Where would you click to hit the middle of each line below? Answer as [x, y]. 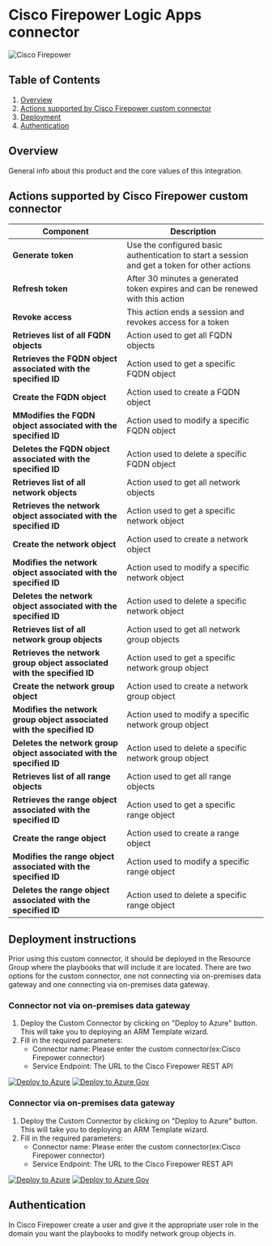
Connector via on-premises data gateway [92, 1103]
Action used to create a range [183, 833]
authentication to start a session [187, 256]
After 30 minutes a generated [183, 279]
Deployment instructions [72, 939]
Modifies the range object [64, 857]
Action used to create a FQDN [183, 393]
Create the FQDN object [59, 397]
